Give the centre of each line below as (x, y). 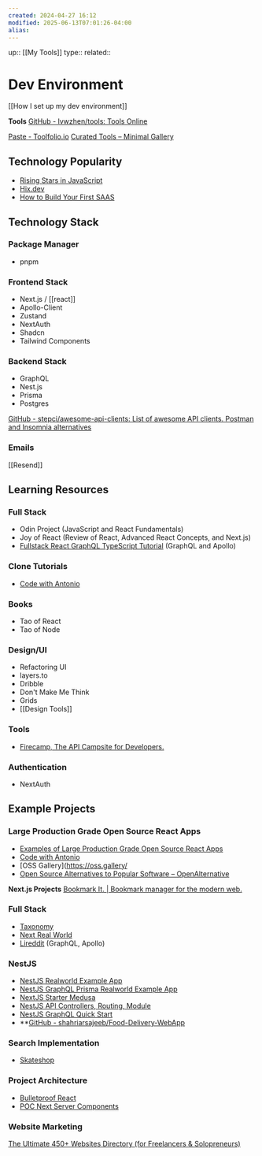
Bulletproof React (48, 1098)
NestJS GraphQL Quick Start (66, 1014)
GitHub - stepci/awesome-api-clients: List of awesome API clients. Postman (131, 419)
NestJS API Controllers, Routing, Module (85, 1006)
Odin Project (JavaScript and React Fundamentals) (101, 530)
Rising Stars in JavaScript (61, 180)
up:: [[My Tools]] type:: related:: (60, 53)
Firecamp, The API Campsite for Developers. (92, 746)
